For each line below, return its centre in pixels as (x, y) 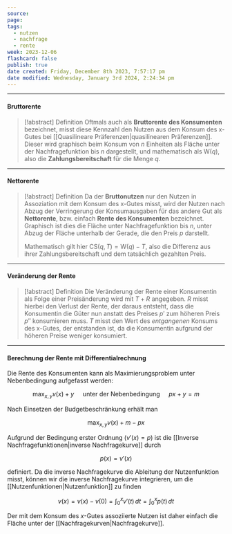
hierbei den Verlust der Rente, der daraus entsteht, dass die (109, 306)
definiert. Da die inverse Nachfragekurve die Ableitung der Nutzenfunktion (113, 472)
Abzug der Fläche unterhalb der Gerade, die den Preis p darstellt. (117, 233)
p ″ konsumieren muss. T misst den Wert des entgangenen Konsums (121, 321)
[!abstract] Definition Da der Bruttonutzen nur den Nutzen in (110, 196)
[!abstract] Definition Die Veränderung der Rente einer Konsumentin (120, 291)
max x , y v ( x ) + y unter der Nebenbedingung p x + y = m (116, 395)
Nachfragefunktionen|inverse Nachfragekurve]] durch (84, 445)
